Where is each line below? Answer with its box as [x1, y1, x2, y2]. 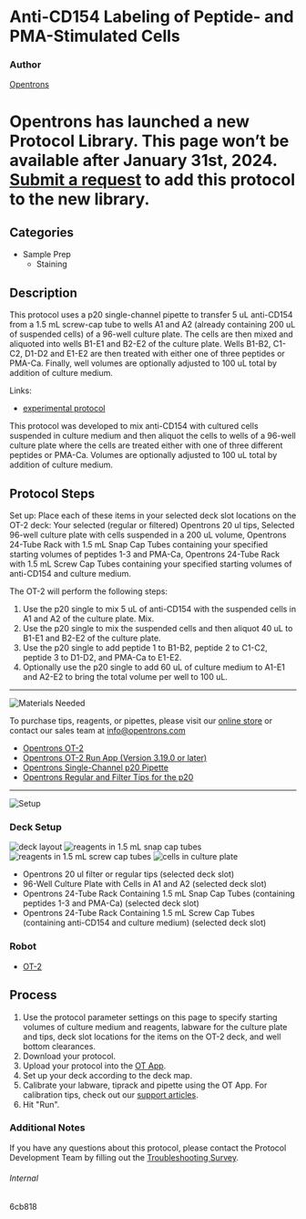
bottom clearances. [22, 1040, 96, 1051]
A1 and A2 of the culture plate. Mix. [22, 613, 155, 624]
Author [9, 58, 42, 71]
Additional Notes [9, 1121, 86, 1134]
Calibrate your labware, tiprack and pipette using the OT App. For [22, 1079, 268, 1090]
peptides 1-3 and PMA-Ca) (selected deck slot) [22, 898, 200, 909]
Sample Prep [22, 249, 71, 260]
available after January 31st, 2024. [9, 150, 278, 171]
